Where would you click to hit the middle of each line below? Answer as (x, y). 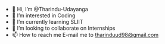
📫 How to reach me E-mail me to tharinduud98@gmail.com (85, 35)
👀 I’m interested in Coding (43, 15)
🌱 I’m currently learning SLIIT (47, 22)
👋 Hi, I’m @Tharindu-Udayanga (50, 9)
